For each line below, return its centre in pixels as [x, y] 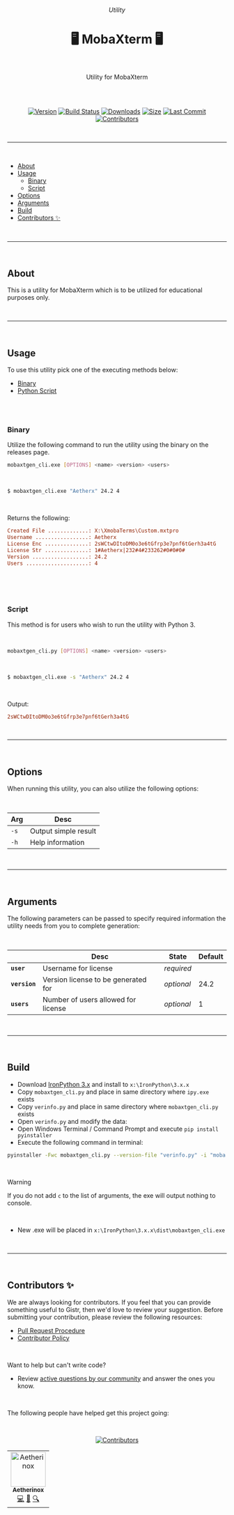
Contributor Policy [43, 1338]
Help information [57, 842]
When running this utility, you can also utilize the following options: [103, 789]
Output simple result [63, 831]
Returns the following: [39, 518]
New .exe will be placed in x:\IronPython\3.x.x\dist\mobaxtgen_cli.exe [121, 1230]
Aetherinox [28, 1490]
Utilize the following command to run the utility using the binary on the [108, 445]
